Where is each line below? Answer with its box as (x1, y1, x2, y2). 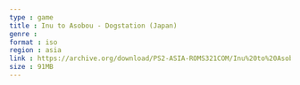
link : (9, 54, 34, 63)
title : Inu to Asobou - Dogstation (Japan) (9, 21, 178, 30)
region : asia (9, 46, 62, 55)
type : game (9, 12, 54, 22)
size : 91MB (9, 63, 54, 72)
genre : (9, 29, 38, 38)
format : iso (9, 37, 58, 47)
